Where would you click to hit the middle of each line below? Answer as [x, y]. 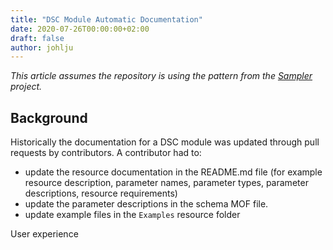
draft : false [37, 38]
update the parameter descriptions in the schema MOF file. [146, 204]
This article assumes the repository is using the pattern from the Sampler [161, 76]
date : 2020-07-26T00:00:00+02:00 [80, 29]
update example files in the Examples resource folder [132, 215]
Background [49, 117]
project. [26, 87]
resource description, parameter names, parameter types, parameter [166, 183]
